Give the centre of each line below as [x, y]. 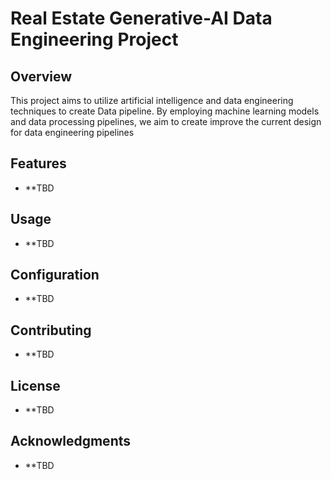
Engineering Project [94, 39]
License [35, 385]
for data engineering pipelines [72, 132]
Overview [41, 76]
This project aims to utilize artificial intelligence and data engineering [152, 100]
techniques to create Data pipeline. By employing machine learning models [165, 111]
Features [38, 163]
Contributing [51, 330]
